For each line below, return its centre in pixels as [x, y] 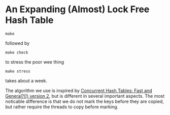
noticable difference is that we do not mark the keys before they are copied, [84, 101]
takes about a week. [26, 80]
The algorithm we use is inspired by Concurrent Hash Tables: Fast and [79, 91]
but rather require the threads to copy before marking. [62, 107]
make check [17, 52]
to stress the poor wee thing [35, 62]
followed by [18, 43]
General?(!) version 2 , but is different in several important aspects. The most [85, 96]
